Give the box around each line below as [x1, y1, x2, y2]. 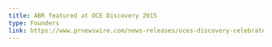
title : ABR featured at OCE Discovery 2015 [8, 11, 158, 20]
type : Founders [8, 19, 60, 27]
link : [8, 26, 27, 34]
